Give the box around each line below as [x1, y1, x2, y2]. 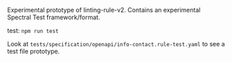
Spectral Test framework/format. [7, 13, 100, 21]
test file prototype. [7, 48, 60, 55]
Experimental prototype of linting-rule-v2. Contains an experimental [7, 6, 201, 14]
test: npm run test [7, 27, 59, 34]
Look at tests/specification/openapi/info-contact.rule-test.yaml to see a [7, 40, 225, 48]
